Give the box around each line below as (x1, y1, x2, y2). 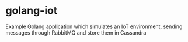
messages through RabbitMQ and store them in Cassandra (5, 29, 147, 36)
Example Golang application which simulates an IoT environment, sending (5, 23, 183, 30)
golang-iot (5, 4, 58, 17)
